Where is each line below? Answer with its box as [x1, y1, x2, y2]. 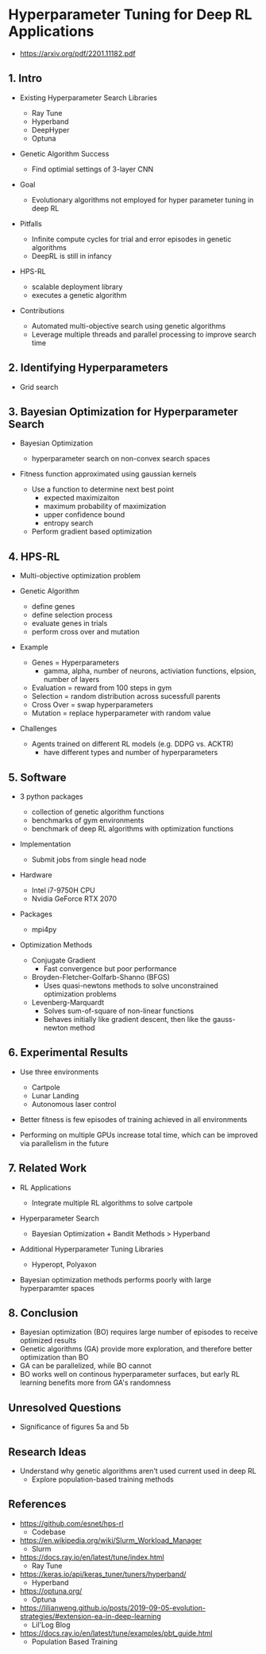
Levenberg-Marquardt [31, 998, 105, 1007]
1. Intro [8, 71, 42, 85]
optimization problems [43, 989, 117, 998]
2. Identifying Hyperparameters [8, 361, 168, 375]
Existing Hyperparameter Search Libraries [19, 93, 157, 102]
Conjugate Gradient [31, 955, 96, 965]
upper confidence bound [43, 510, 125, 519]
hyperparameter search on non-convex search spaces [31, 454, 210, 464]
